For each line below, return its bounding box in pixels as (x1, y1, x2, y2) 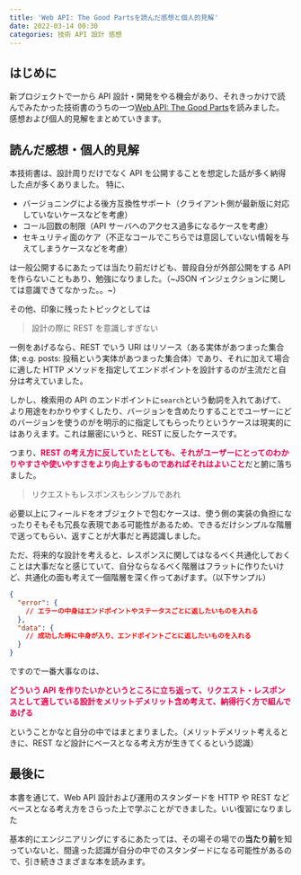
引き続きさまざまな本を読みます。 (24, 855, 151, 867)
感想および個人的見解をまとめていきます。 (9, 113, 166, 124)
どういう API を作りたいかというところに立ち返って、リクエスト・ (9, 685, 254, 695)
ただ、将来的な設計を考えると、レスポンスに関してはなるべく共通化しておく (9, 550, 291, 560)
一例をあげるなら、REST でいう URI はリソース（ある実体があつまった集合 (9, 342, 285, 352)
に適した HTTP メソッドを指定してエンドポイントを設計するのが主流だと (9, 365, 279, 375)
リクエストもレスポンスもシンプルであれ (31, 489, 181, 499)
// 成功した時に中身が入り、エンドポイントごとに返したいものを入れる (25, 632, 252, 641)
